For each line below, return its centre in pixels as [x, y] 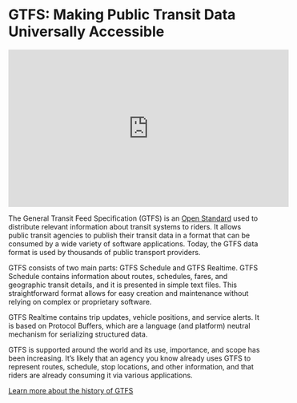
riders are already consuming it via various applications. [101, 375]
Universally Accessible [86, 32]
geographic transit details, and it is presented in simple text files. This [123, 285]
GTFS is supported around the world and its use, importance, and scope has [134, 349]
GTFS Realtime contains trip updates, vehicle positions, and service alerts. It [134, 317]
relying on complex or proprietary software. [80, 301]
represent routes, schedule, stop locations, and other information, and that [131, 366]
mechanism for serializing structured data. [78, 334]
